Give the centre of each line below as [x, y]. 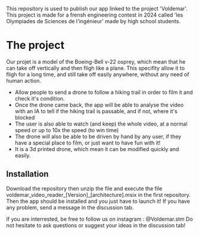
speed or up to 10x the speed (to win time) [67, 130]
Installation [27, 174]
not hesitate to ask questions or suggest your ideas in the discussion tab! [96, 225]
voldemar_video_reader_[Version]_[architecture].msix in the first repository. [98, 195]
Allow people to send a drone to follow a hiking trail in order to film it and [104, 92]
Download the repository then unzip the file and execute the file [84, 188]
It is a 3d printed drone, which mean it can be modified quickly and [97, 149]
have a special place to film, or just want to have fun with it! [88, 143]
